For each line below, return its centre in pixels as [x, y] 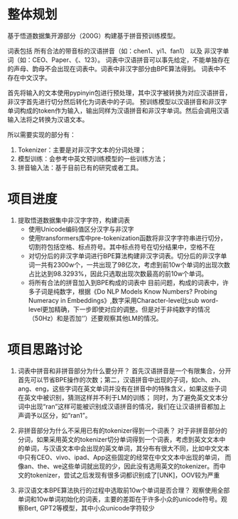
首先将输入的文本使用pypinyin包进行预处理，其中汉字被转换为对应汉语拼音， [119, 93]
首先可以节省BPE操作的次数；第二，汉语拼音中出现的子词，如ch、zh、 [121, 379]
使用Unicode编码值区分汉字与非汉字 [81, 229]
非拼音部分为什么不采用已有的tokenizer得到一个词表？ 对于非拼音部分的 [122, 430]
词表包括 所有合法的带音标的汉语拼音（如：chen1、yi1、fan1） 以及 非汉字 [115, 51]
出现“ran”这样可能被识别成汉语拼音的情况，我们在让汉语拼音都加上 [128, 406]
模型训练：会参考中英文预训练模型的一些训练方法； [92, 158]
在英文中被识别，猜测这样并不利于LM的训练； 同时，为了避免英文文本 [120, 397]
